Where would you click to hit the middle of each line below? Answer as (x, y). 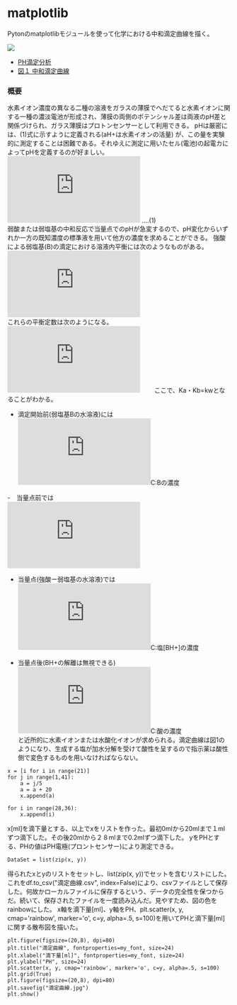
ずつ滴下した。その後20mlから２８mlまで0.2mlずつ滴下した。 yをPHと (111, 837)
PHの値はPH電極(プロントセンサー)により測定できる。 (99, 847)
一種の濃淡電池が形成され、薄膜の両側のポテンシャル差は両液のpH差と (123, 117)
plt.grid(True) (30, 974)
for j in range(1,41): (41, 778)
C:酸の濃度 (166, 731)
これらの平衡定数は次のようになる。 (60, 322)
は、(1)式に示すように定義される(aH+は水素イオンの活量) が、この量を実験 (116, 134)
